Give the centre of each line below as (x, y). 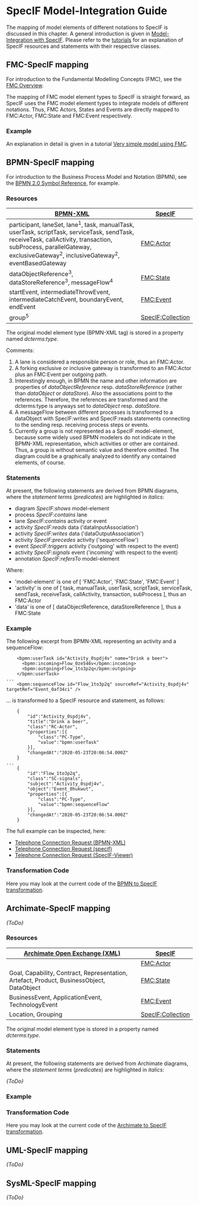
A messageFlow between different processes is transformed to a (94, 412)
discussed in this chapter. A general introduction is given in (78, 33)
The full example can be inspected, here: (56, 831)
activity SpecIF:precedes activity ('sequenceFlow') (77, 540)
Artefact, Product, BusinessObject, (57, 980)
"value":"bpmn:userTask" (68, 742)
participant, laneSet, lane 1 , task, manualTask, (72, 224)
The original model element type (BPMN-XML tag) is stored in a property (95, 332)
